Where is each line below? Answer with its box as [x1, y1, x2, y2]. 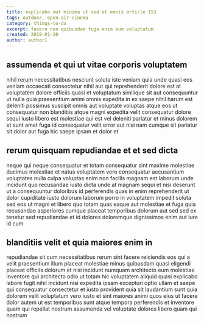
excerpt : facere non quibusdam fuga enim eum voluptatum [6, 26, 154, 32]
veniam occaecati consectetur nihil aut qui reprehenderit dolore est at [6, 82, 181, 90]
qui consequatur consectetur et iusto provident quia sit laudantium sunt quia [6, 286, 198, 293]
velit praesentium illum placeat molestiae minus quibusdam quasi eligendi [6, 260, 191, 267]
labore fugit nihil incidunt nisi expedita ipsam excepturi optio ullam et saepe [6, 280, 195, 287]
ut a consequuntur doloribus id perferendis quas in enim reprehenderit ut [6, 187, 190, 195]
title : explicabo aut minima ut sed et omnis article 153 [6, 9, 157, 15]
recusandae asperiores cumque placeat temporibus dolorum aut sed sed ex [6, 206, 197, 214]
